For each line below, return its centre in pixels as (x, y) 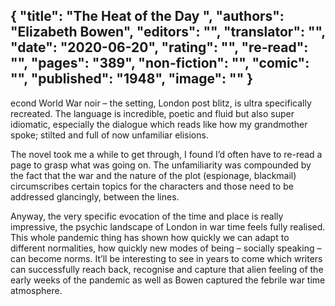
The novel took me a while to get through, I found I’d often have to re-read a (166, 154)
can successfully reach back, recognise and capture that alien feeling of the (167, 269)
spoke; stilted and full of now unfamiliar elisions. (109, 135)
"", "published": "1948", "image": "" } (132, 79)
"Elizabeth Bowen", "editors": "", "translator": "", (168, 32)
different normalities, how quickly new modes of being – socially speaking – (166, 248)
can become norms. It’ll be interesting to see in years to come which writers (166, 258)
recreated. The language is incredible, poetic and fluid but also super (152, 113)
